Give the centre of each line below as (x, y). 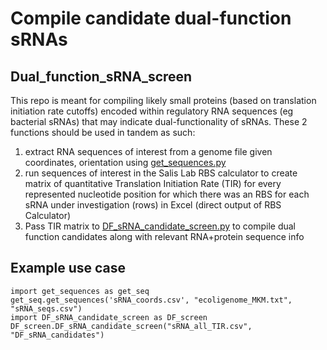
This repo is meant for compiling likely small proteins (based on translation (163, 100)
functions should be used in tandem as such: (103, 132)
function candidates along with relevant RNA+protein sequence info (164, 236)
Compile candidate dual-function (151, 18)
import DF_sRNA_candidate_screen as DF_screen (109, 317)
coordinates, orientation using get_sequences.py (125, 162)
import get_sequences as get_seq (80, 291)
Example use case (68, 268)
